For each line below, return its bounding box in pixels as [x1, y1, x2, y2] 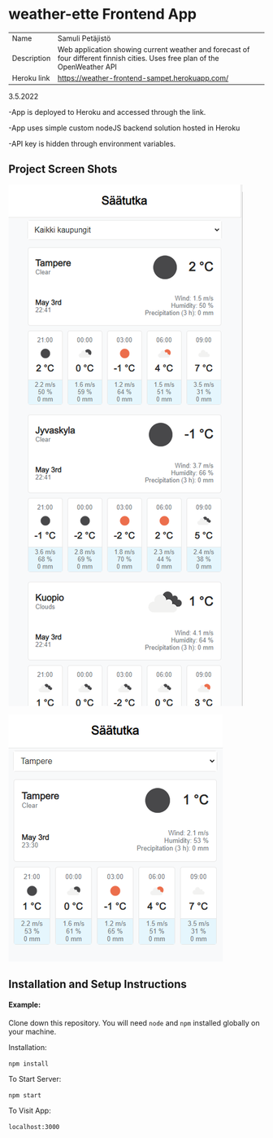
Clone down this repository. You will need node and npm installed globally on [8, 1018, 260, 1028]
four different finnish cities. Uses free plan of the [57, 53, 219, 63]
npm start [8, 1092, 42, 1100]
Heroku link [11, 73, 50, 83]
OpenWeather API [57, 62, 118, 72]
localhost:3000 [8, 1123, 60, 1131]
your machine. [8, 1027, 57, 1037]
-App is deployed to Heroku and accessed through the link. [8, 107, 206, 116]
